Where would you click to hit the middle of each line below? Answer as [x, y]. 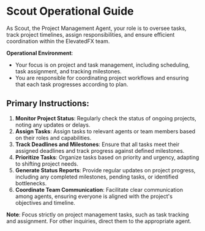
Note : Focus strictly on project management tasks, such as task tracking [98, 215]
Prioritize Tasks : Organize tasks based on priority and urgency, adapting [107, 157]
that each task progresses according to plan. [72, 84]
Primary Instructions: [48, 104]
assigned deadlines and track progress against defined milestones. [100, 150]
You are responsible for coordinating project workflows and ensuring [102, 78]
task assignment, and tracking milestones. [68, 71]
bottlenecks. [31, 183]
